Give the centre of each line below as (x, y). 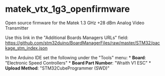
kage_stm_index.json (26, 48)
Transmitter (17, 28)
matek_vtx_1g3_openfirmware (67, 9)
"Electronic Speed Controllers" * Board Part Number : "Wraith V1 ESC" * (78, 63)
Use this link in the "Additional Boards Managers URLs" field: (67, 38)
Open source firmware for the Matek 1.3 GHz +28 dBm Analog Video (75, 23)
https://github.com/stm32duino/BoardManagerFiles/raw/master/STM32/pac (82, 42)
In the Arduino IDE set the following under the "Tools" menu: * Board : (76, 57)
